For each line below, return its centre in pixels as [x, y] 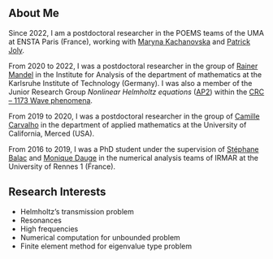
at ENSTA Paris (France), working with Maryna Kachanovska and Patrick [129, 41]
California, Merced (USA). [52, 133]
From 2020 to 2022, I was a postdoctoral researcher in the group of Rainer [133, 66]
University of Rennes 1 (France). [62, 166]
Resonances [41, 220]
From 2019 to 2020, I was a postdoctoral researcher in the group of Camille [134, 116]
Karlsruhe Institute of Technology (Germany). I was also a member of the [130, 83]
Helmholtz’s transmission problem [77, 211]
